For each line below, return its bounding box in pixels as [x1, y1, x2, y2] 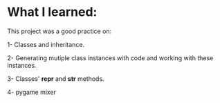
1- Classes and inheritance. [7, 40, 85, 48]
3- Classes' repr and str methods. [7, 74, 105, 83]
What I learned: [7, 4, 98, 20]
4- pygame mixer [7, 88, 57, 96]
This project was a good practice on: [7, 27, 112, 35]
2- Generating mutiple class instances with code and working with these [7, 53, 214, 62]
